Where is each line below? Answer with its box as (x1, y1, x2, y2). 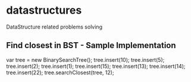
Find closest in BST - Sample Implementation (6, 40, 177, 51)
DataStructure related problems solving (6, 23, 103, 30)
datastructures (6, 4, 82, 17)
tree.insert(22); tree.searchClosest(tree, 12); (6, 69, 114, 76)
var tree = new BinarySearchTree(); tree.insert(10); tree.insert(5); (6, 56, 165, 63)
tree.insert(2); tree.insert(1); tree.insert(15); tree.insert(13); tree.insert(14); (6, 62, 186, 70)
